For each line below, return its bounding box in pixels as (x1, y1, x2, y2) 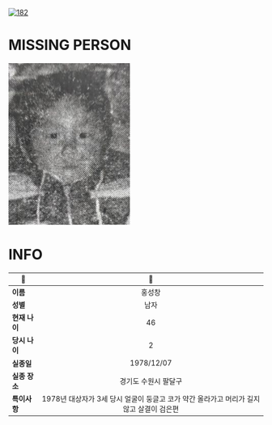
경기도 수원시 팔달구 (119, 376, 183, 385)
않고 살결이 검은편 (122, 404, 180, 414)
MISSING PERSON (8, 36, 132, 54)
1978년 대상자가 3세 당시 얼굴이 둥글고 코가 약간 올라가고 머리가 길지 (41, 394, 261, 404)
